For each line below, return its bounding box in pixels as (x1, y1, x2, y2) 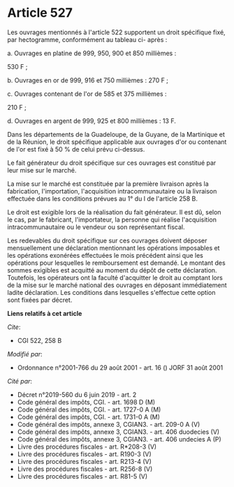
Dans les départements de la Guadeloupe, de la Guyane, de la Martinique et (7, 130, 226, 138)
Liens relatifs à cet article (7, 309, 82, 317)
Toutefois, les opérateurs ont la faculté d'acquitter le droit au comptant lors (7, 273, 224, 282)
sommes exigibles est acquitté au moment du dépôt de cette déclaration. (7, 266, 218, 274)
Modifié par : (7, 349, 43, 358)
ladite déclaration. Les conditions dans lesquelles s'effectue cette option (7, 288, 216, 296)
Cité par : (7, 377, 33, 385)
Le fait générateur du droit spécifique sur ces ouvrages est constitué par (7, 159, 217, 167)
